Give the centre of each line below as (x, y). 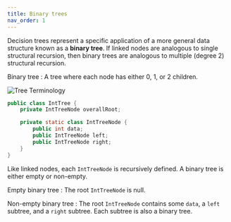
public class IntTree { (42, 103)
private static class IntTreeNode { (74, 123)
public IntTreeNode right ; (72, 142)
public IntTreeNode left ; (71, 135)
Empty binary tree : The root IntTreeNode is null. (76, 190)
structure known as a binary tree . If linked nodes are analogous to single (113, 48)
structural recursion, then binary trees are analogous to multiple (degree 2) (116, 55)
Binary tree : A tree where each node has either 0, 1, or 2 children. (103, 76)
